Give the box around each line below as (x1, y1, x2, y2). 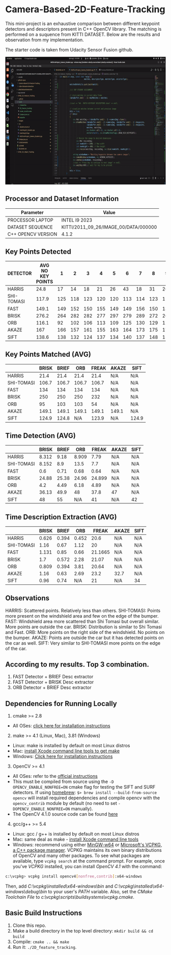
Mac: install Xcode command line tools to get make (12, 748, 120, 754)
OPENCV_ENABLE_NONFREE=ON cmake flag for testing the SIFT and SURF (12, 784, 156, 790)
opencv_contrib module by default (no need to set (12, 800, 117, 806)
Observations (5, 594, 50, 603)
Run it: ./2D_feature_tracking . (12, 944, 77, 950)
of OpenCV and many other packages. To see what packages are (12, 852, 150, 859)
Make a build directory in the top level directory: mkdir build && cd (12, 927, 154, 934)
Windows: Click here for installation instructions (12, 753, 113, 760)
